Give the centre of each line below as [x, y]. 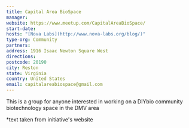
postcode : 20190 [26, 62]
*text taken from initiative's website [50, 120]
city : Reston [22, 68]
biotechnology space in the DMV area [53, 108]
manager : [17, 17]
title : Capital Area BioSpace [44, 12]
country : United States [36, 79]
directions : [21, 56]
